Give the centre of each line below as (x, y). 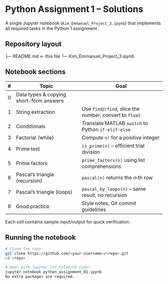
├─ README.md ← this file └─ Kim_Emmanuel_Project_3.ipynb (70, 56)
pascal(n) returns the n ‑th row (117, 177)
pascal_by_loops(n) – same (114, 188)
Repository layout (33, 44)
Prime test (28, 148)
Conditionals (31, 126)
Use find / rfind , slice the (111, 108)
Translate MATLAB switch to (115, 123)
